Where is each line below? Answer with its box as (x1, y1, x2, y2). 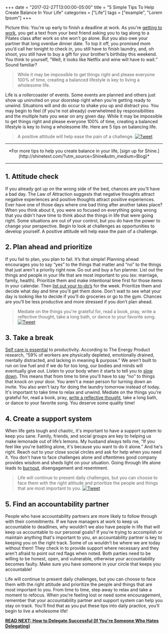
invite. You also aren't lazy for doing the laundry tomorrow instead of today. (5, 384, 160, 390)
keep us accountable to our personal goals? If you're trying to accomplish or (5, 529, 162, 535)
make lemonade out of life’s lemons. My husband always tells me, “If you (5, 438, 155, 445)
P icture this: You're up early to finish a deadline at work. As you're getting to (5, 25, 162, 31)
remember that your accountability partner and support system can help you (5, 597, 163, 603)
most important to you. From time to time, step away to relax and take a (5, 587, 152, 593)
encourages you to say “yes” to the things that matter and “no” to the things (5, 261, 161, 267)
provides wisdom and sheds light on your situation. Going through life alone (5, 460, 161, 466)
